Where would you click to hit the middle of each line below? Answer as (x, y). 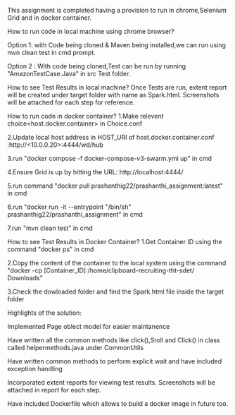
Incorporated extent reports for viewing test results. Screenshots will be (112, 383)
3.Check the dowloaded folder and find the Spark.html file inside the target (115, 291)
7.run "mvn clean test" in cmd (50, 228)
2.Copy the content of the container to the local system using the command (117, 263)
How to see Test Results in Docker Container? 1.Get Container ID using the (115, 242)
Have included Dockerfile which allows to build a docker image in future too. (118, 404)
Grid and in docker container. (50, 18)
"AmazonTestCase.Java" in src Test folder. (69, 74)
